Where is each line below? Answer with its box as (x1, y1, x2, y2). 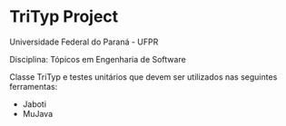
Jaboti (22, 98, 47, 110)
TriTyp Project (9, 6, 119, 27)
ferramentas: (9, 81, 58, 92)
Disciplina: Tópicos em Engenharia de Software (9, 53, 186, 64)
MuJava (22, 108, 54, 119)
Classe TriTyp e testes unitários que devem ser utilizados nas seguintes (9, 71, 278, 82)
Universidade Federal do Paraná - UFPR (9, 36, 159, 47)
